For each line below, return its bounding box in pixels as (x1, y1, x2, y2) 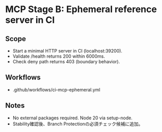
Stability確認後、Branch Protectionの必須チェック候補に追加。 (12, 120, 143, 127)
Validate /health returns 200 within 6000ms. (12, 53, 105, 59)
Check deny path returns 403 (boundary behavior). (12, 59, 120, 64)
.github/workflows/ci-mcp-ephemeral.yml (12, 86, 101, 93)
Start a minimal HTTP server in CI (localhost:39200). (12, 48, 123, 54)
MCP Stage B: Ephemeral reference (5, 4, 157, 15)
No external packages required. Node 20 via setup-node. (12, 115, 133, 121)
